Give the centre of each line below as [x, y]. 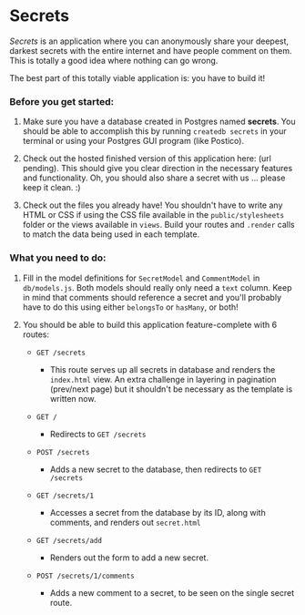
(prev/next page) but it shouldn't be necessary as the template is [171, 389]
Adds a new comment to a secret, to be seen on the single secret [172, 592]
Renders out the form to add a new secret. [129, 558]
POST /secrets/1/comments [85, 576]
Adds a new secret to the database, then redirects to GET [156, 469]
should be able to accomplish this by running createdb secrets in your [154, 131]
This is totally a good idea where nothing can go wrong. [114, 60]
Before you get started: [62, 101]
